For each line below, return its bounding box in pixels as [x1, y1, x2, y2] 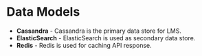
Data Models [6, 4, 80, 20]
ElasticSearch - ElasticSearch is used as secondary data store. [16, 33, 196, 42]
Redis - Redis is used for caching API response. [16, 41, 152, 49]
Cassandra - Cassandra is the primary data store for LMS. [16, 27, 181, 35]
